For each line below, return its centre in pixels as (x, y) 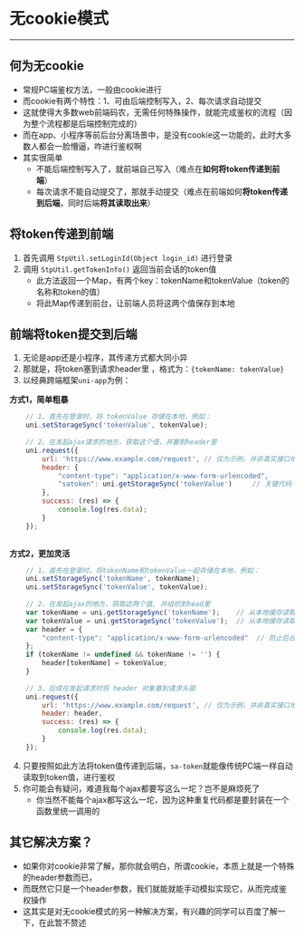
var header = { (54, 629)
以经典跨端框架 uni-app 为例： (76, 381)
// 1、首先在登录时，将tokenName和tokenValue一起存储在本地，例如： (143, 570)
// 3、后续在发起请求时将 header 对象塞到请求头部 (111, 688)
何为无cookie (47, 66)
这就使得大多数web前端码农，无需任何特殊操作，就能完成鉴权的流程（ (153, 112)
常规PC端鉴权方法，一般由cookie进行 (92, 89)
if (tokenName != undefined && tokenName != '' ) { (123, 655)
